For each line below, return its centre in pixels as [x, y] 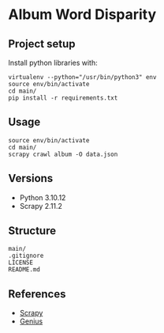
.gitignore [26, 256]
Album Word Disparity [82, 15]
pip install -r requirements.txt [63, 98]
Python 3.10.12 [43, 197]
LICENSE [21, 263]
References [37, 294]
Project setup [42, 44]
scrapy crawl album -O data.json [63, 154]
